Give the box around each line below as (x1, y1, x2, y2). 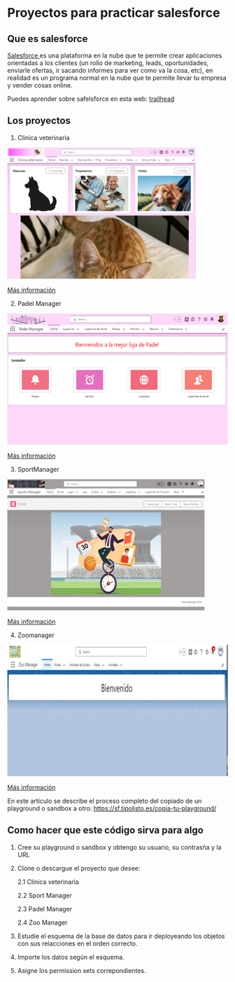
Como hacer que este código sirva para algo (7, 825, 204, 836)
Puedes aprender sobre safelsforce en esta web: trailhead (7, 94, 175, 103)
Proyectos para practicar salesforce (7, 5, 220, 21)
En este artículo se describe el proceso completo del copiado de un (7, 797, 202, 805)
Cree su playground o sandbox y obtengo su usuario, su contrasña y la (17, 843, 222, 851)
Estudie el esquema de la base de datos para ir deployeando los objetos (17, 932, 225, 940)
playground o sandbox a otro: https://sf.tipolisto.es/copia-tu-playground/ (7, 804, 217, 813)
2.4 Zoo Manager (17, 918, 68, 927)
